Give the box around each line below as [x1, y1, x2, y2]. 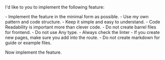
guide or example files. [5, 40, 52, 46]
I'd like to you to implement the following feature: [5, 4, 105, 10]
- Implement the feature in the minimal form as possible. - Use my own [5, 14, 149, 19]
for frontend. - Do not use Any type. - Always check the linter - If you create [5, 30, 160, 35]
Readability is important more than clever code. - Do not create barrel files [5, 24, 157, 30]
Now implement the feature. [5, 49, 62, 55]
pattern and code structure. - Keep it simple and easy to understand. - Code [5, 19, 161, 25]
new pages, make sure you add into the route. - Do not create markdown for [5, 34, 161, 40]
